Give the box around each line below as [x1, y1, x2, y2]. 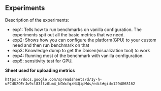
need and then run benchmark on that [12, 42, 90, 48]
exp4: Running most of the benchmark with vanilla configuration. [12, 53, 144, 59]
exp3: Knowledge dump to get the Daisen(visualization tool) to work [12, 47, 150, 53]
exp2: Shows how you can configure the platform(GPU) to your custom [12, 37, 157, 43]
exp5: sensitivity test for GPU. [12, 58, 73, 63]
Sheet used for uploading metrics [5, 67, 75, 73]
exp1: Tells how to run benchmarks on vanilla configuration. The [12, 27, 142, 32]
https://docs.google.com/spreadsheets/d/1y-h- [5, 77, 102, 82]
